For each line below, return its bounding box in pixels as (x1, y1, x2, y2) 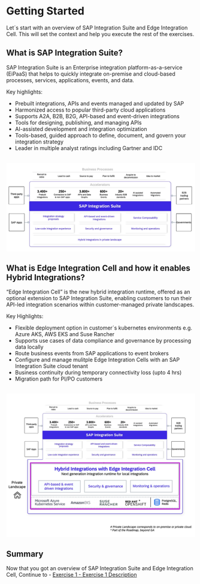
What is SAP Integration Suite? (6, 48, 123, 58)
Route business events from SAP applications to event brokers (14, 350, 169, 357)
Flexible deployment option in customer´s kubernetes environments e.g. (14, 324, 193, 331)
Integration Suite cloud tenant (14, 363, 89, 370)
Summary (6, 549, 44, 559)
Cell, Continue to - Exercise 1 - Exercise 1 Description (6, 571, 137, 579)
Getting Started (6, 4, 85, 18)
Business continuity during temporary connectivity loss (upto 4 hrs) (14, 369, 182, 376)
